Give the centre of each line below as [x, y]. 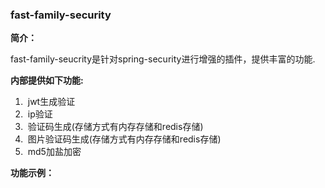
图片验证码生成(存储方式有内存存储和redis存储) [124, 139]
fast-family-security [61, 15]
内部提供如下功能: [47, 80]
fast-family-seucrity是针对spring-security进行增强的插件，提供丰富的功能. [163, 59]
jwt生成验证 [51, 102]
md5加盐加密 [54, 152]
